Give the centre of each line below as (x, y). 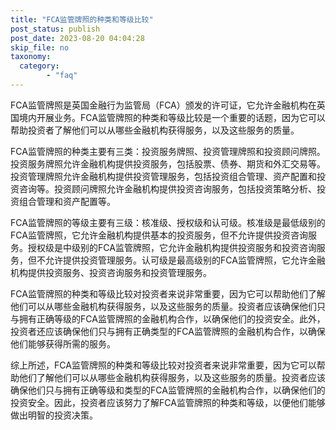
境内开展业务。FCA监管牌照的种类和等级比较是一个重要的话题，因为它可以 (172, 117)
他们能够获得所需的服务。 (63, 343)
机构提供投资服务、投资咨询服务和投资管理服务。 (111, 272)
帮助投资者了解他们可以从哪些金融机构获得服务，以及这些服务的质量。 (155, 130)
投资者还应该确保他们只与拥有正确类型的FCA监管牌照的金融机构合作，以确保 (168, 331)
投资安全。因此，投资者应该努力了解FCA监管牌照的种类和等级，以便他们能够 (168, 402)
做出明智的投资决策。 (54, 415)
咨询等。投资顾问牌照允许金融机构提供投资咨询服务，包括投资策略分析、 (167, 188)
